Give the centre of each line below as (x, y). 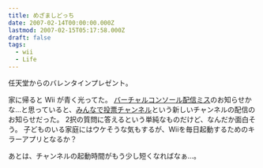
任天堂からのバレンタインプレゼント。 (70, 83)
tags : (17, 45)
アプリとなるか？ (49, 139)
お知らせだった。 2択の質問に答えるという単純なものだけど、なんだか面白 (129, 119)
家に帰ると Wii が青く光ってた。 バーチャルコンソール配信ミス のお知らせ (127, 99)
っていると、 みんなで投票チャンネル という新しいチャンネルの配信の (145, 109)
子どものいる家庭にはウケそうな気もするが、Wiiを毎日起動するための (136, 129)
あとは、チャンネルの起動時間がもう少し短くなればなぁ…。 (105, 155)
